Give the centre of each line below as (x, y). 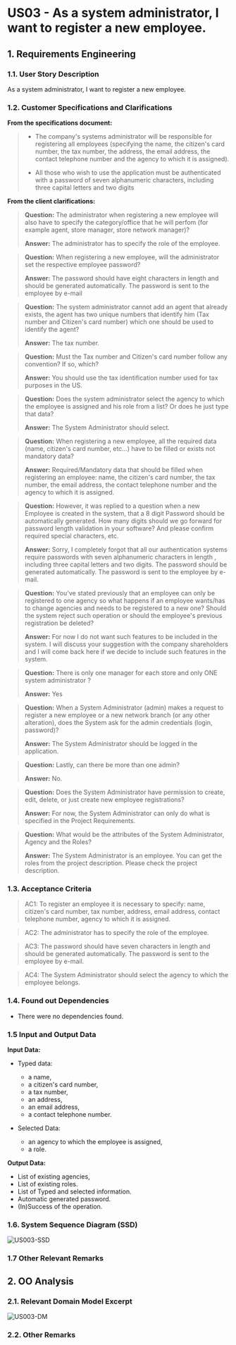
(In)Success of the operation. (60, 1207)
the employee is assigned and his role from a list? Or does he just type (126, 407)
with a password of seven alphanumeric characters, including (124, 180)
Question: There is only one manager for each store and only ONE (121, 673)
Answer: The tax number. (62, 343)
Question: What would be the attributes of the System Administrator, (124, 835)
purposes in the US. (53, 385)
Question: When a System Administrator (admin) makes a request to (124, 708)
